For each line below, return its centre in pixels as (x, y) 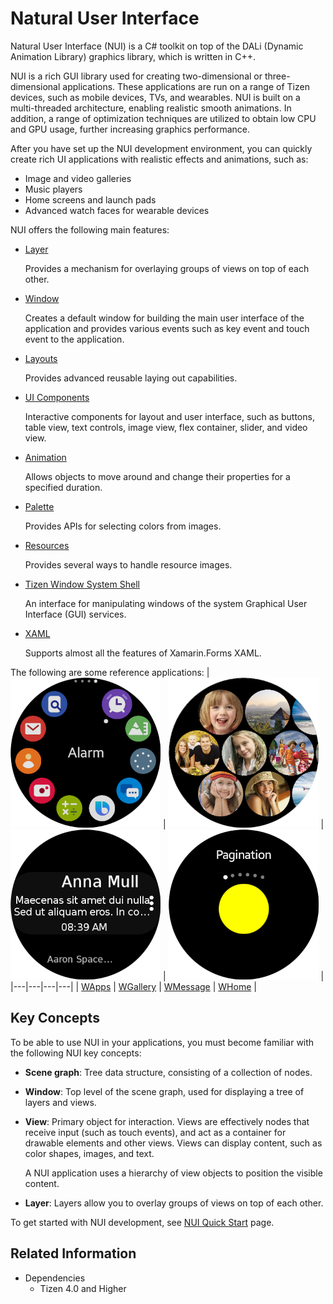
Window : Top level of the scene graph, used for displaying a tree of (164, 1091)
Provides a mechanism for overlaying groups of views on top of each (167, 268)
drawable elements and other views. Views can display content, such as (173, 1143)
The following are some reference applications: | (110, 672)
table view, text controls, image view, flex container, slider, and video (166, 427)
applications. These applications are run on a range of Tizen (186, 86)
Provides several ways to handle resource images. (128, 564)
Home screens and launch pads (90, 199)
